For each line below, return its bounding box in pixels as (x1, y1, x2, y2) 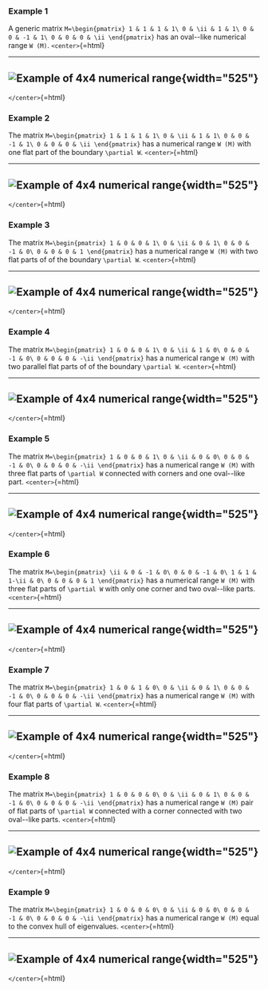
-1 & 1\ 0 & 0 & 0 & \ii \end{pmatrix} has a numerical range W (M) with (8, 139, 251, 149)
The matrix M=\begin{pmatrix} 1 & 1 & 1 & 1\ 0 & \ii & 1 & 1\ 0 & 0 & (8, 130, 250, 141)
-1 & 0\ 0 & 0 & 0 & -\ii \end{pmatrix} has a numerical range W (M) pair (8, 797, 254, 808)
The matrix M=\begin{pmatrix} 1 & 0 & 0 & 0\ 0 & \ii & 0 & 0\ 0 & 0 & (8, 905, 250, 914)
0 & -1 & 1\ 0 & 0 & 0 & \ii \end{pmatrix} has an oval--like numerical (8, 32, 246, 42)
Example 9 (8, 886, 50, 897)
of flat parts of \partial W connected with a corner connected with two (8, 806, 242, 816)
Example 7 (8, 664, 49, 675)
